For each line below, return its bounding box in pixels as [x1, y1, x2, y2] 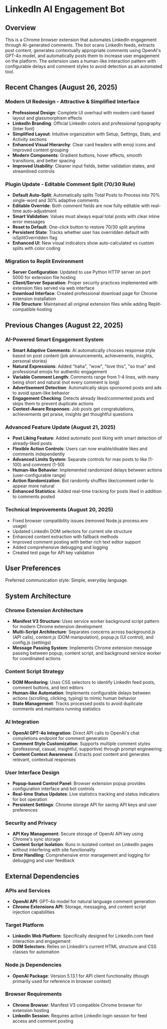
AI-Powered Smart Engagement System [5, 336, 104, 343]
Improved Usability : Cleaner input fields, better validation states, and [12, 163, 155, 169]
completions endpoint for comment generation [12, 735, 108, 741]
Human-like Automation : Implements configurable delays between [12, 690, 151, 696]
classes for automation [12, 949, 60, 955]
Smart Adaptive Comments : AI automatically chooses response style [12, 347, 156, 353]
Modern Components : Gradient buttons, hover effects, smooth [12, 152, 142, 158]
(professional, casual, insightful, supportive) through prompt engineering [12, 745, 162, 752]
